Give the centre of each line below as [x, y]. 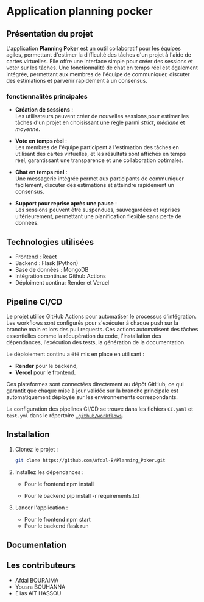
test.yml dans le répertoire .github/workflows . [65, 415]
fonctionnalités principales [47, 96]
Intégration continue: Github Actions [61, 276]
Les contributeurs [41, 566]
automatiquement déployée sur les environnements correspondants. [92, 397]
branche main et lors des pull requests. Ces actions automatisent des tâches [102, 329]
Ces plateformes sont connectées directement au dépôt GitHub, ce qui [95, 384]
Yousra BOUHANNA [40, 587]
